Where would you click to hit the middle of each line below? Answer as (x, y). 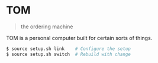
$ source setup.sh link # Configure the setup (69, 49)
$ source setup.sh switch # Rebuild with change (69, 54)
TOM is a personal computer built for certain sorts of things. (79, 38)
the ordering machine (47, 26)
